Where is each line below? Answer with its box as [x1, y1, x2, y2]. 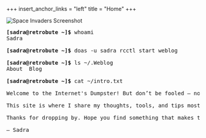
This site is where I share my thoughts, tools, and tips [6, 102, 185, 109]
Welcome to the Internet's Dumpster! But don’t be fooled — [6, 90, 191, 96]
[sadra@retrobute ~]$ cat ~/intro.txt [6, 78, 123, 84]
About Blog [6, 65, 42, 72]
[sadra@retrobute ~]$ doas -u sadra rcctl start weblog [6, 47, 178, 54]
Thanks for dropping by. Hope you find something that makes [6, 114, 194, 121]
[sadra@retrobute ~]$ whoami [6, 29, 94, 35]
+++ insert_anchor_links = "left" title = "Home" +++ [6, 5, 137, 12]
